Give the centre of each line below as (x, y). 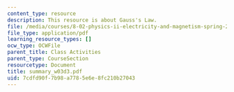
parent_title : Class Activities (54, 53)
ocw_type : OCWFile (34, 46)
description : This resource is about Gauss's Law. (82, 20)
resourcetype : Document (42, 65)
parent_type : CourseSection (48, 59)
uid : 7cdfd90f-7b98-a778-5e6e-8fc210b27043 (71, 78)
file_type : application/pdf (48, 33)
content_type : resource (42, 13)
